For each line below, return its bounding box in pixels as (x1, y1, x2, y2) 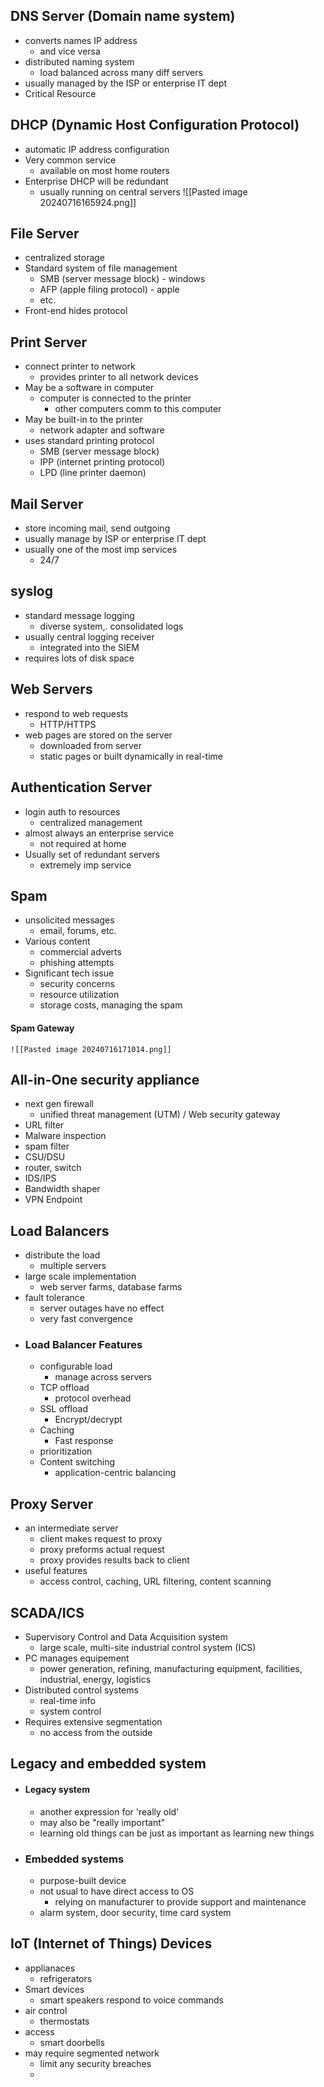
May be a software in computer (24, 382, 155, 394)
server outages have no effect (39, 1302, 165, 1314)
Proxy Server (10, 1495, 94, 1513)
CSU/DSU (24, 1151, 66, 1163)
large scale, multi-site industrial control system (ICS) (39, 1642, 257, 1654)
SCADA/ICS (10, 1604, 85, 1621)
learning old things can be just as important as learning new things (39, 1827, 315, 1839)
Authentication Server (10, 779, 153, 796)
